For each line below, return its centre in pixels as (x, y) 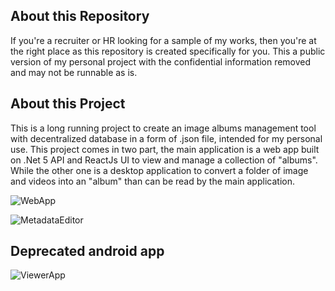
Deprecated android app (87, 251)
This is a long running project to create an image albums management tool (163, 128)
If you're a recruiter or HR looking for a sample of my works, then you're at (163, 40)
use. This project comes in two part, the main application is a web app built (165, 149)
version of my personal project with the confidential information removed (161, 61)
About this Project (68, 104)
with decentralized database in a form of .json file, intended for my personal (166, 138)
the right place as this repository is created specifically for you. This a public (168, 51)
